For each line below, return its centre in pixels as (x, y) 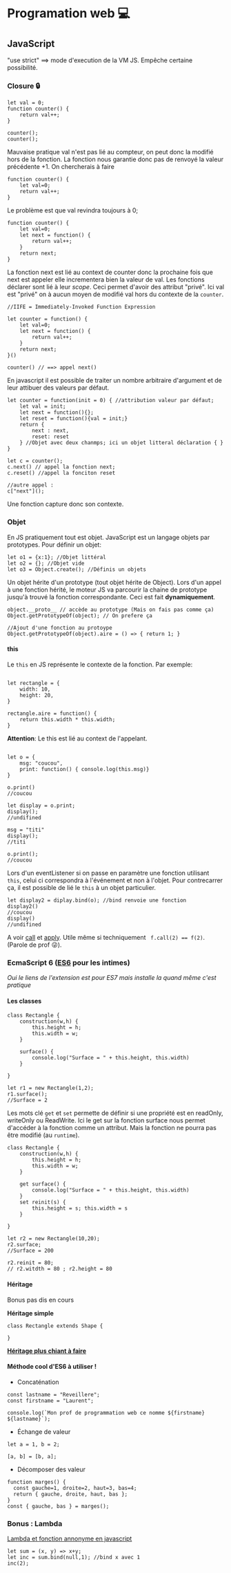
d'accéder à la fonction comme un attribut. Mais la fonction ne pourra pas (112, 1128)
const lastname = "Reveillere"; (53, 1394)
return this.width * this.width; (68, 719)
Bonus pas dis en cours (41, 1300)
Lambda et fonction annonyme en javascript (70, 1538)
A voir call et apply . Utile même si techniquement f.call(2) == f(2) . (106, 937)
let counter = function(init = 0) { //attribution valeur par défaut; (111, 401)
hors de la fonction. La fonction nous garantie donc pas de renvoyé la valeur (115, 159)
